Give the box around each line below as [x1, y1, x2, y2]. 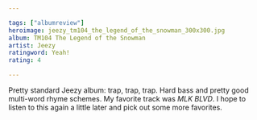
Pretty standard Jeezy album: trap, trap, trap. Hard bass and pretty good [8, 85, 249, 95]
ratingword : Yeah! [8, 49, 70, 57]
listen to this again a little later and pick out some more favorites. [8, 102, 223, 112]
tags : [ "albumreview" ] [8, 19, 85, 27]
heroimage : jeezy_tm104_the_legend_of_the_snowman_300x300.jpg [8, 26, 226, 35]
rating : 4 [8, 56, 42, 64]
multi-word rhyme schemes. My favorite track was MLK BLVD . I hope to [8, 94, 247, 103]
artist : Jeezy [8, 41, 56, 49]
